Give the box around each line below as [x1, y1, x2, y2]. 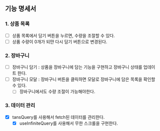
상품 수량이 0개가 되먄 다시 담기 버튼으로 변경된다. [12, 39, 107, 44]
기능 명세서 [5, 4, 37, 13]
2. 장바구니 [5, 52, 30, 59]
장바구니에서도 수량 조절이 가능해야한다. [19, 88, 96, 94]
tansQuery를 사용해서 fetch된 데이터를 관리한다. [12, 114, 105, 120]
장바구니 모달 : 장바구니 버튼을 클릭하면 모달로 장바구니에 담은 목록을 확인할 [12, 76, 156, 82]
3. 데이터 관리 [5, 102, 36, 109]
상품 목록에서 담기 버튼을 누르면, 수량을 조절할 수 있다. [12, 32, 115, 38]
